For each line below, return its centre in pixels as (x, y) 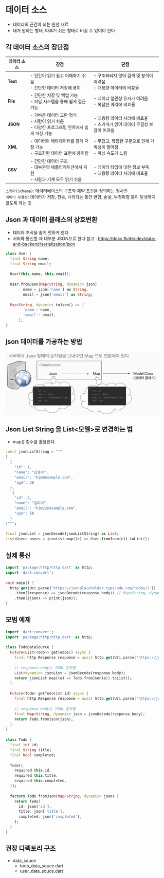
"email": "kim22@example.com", (46, 508)
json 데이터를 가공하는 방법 (44, 342)
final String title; (31, 750)
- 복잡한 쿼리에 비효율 (114, 104)
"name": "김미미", (31, 503)
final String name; (30, 258)
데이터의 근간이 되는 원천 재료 (40, 24)
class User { (19, 254)
